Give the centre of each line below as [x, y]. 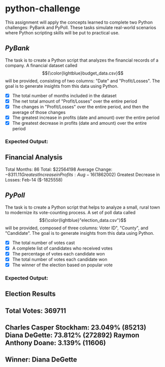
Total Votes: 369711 [36, 311]
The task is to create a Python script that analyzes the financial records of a [82, 60]
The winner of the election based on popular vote [62, 265]
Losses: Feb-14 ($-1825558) [34, 180]
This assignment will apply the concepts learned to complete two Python [79, 22]
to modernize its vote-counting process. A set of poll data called [70, 212]
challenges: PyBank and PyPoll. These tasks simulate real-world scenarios [81, 27]
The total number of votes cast [44, 243]
